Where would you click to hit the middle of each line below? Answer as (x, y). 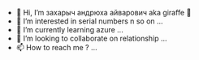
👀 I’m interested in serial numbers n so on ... (90, 21)
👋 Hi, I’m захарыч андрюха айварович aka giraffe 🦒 (104, 13)
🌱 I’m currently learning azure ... (69, 30)
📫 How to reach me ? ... (56, 47)
